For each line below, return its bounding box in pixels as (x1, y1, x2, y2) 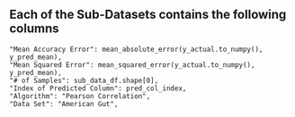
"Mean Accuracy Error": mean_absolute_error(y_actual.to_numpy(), (9, 45, 264, 54)
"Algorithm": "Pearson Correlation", (9, 91, 151, 101)
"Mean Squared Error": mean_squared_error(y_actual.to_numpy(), (9, 60, 255, 70)
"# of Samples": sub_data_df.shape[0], (9, 76, 159, 85)
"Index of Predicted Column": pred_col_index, (9, 84, 187, 93)
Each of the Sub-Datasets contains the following (9, 7, 287, 22)
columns (9, 21, 59, 37)
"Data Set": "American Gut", (9, 99, 119, 108)
